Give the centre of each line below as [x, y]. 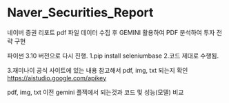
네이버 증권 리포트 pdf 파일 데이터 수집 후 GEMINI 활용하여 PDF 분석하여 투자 [111, 32]
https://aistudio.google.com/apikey [57, 78]
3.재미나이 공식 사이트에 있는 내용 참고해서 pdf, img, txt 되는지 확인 [98, 70]
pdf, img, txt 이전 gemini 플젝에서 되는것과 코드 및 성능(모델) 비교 [96, 92]
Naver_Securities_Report [80, 13]
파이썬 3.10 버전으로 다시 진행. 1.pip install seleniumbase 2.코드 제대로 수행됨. [113, 56]
